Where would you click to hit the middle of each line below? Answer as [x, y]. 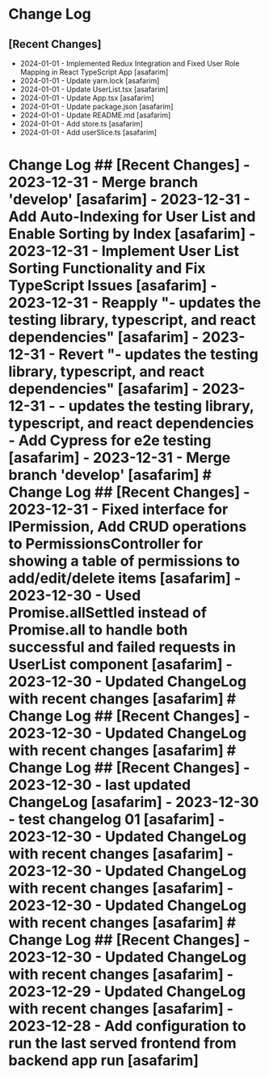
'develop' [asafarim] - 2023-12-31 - [129, 200]
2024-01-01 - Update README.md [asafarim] [95, 115]
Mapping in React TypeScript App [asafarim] [94, 72]
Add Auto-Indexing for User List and [132, 217]
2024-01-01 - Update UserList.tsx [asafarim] [94, 89]
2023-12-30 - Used [75, 596]
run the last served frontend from [122, 1043]
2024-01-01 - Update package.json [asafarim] [97, 107]
